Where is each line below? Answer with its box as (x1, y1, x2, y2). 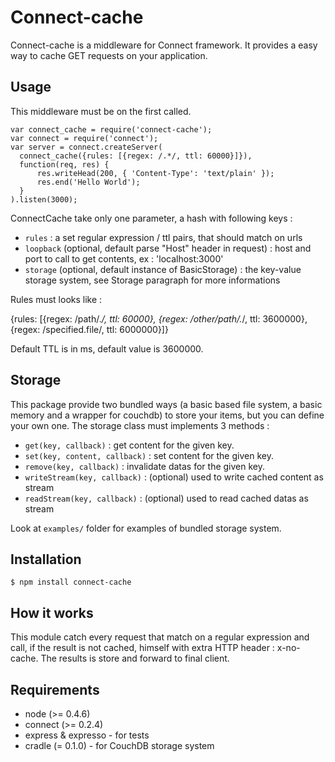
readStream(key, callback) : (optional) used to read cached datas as (24, 492, 309, 504)
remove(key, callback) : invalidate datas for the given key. (24, 460, 266, 472)
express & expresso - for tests (24, 729, 150, 741)
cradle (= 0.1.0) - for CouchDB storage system (24, 740, 215, 751)
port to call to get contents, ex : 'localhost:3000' (24, 252, 224, 265)
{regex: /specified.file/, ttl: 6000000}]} (10, 323, 169, 335)
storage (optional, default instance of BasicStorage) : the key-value (24, 263, 302, 275)
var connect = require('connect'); (10, 133, 159, 143)
